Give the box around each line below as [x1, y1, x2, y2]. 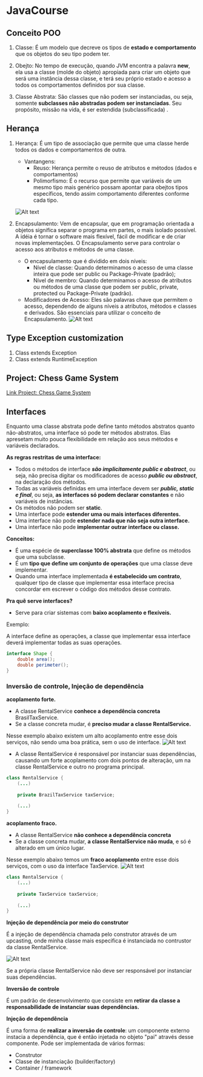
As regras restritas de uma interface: [6, 454, 101, 461]
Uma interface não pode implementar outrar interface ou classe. [15, 524, 180, 531]
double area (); [17, 656, 56, 662]
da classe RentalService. [6, 944, 68, 951]
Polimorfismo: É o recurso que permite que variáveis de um [33, 177, 182, 184]
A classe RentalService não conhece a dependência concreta [15, 832, 171, 839]
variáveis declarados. [6, 442, 60, 449]
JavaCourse [6, 4, 68, 18]
